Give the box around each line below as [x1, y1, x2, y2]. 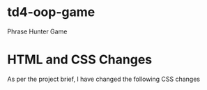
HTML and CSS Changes [7, 52, 153, 68]
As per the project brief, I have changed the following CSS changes [7, 75, 201, 83]
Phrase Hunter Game [7, 27, 68, 36]
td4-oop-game [7, 4, 95, 20]
